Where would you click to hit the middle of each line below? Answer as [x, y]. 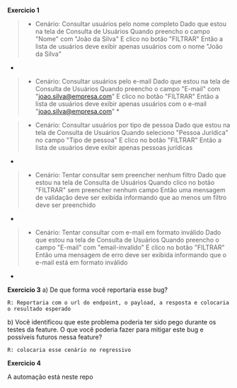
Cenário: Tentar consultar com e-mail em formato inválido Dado [128, 232]
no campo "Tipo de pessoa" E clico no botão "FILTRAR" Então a [128, 140]
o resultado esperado [39, 309]
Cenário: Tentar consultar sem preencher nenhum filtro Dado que [131, 175]
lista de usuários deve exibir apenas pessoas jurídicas [114, 147]
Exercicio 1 [24, 10]
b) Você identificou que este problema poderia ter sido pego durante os [112, 322]
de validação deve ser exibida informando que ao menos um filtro [131, 198]
